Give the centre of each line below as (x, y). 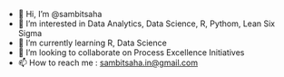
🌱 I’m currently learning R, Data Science (93, 43)
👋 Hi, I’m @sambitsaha (60, 14)
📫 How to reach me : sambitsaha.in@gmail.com (108, 63)
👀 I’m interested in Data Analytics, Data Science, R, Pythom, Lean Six (147, 24)
